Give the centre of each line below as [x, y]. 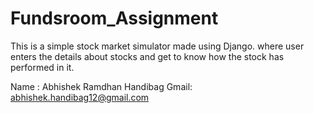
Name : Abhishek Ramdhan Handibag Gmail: [101, 86]
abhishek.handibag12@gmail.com [80, 97]
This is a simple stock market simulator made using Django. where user [157, 46]
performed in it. [42, 67]
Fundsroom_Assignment [114, 18]
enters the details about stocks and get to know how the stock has [147, 56]
